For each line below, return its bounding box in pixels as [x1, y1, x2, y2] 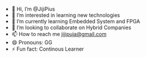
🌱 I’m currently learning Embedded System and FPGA [11, 18, 140, 24]
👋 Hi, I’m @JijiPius [11, 6, 55, 12]
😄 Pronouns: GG [11, 39, 53, 46]
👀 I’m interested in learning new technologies [11, 12, 120, 19]
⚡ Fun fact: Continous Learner [11, 45, 84, 52]
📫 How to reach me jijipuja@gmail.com [11, 31, 107, 37]
